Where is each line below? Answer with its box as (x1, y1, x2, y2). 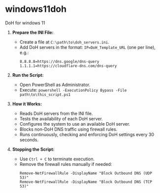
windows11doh (5, 3, 67, 15)
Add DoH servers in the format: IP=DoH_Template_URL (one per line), (19, 44, 156, 50)
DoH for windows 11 (5, 20, 45, 26)
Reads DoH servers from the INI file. (19, 110, 93, 116)
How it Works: (12, 100, 42, 107)
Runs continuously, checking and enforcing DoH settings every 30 (19, 131, 154, 137)
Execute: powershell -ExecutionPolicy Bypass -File (19, 87, 127, 93)
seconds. (19, 137, 38, 143)
